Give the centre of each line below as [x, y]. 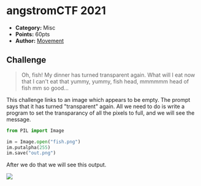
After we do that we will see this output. [56, 165]
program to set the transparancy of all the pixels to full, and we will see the [100, 113]
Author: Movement [40, 41]
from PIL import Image [35, 130]
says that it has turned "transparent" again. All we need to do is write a [96, 106]
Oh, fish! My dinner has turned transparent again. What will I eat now [108, 75]
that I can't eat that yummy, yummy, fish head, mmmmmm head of [105, 81]
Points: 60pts [32, 34]
